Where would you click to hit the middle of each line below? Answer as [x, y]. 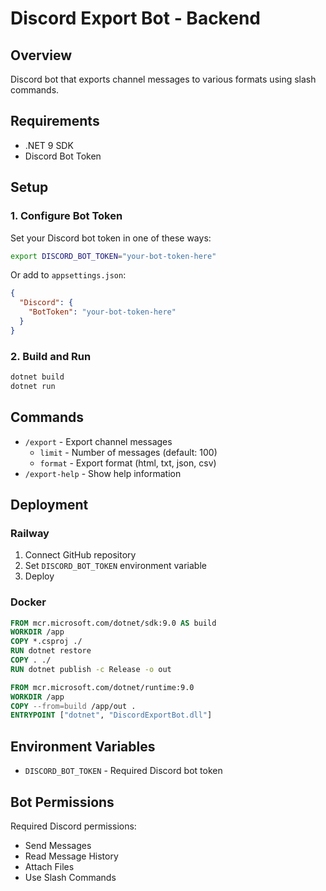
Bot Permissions [62, 802]
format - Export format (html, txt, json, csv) [128, 463]
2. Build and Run [51, 356]
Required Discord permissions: [73, 826]
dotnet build [37, 377]
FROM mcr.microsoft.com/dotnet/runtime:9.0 [102, 687]
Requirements [55, 121]
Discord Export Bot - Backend [135, 18]
